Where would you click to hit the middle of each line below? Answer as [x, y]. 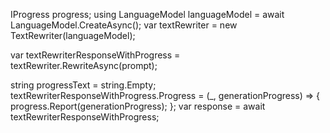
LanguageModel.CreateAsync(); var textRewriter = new [124, 25]
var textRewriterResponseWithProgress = [95, 55]
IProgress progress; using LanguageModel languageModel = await [147, 14]
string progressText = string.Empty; [83, 85]
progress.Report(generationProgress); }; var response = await [138, 106]
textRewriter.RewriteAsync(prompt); [84, 65]
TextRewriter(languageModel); [73, 35]
